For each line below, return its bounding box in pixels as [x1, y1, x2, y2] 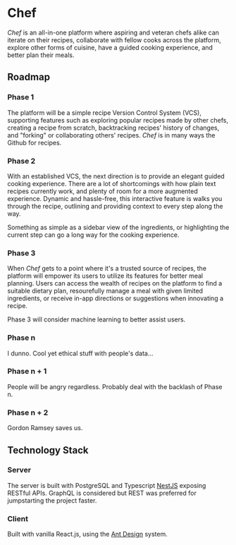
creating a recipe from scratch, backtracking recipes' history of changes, [7, 123, 220, 132]
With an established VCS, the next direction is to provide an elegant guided [7, 171, 225, 180]
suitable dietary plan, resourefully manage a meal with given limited [7, 287, 203, 295]
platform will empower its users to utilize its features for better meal [7, 271, 204, 280]
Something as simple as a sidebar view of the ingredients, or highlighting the [7, 223, 230, 231]
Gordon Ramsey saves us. [7, 424, 83, 432]
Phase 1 [7, 92, 35, 102]
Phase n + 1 [7, 367, 47, 376]
